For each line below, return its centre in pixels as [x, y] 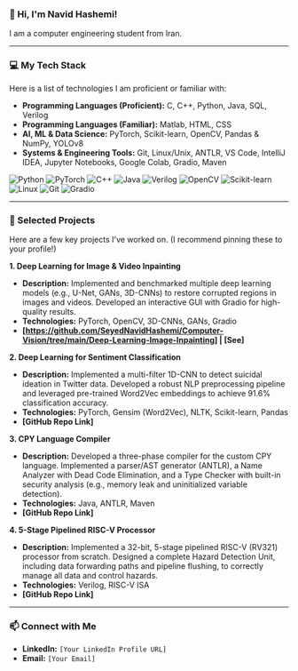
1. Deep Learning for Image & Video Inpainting [95, 266]
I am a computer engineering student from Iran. [96, 34]
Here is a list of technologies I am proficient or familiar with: [118, 88]
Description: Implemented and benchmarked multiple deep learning [147, 283]
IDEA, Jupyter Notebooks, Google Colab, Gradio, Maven [125, 162]
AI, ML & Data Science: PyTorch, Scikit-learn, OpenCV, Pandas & [141, 133]
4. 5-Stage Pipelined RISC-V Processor [82, 530]
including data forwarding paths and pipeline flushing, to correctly [143, 566]
